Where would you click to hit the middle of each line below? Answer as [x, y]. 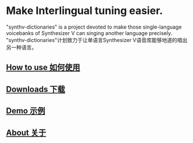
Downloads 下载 [36, 89]
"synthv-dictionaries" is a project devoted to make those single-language [94, 27]
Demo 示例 [26, 111]
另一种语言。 [21, 47]
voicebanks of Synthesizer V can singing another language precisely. [89, 33]
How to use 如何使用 [43, 67]
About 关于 [26, 132]
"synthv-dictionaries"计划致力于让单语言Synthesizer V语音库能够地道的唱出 [97, 40]
